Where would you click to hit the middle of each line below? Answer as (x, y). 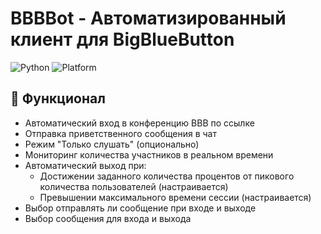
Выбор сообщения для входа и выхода (108, 218)
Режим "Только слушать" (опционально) (112, 144)
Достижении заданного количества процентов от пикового (167, 176)
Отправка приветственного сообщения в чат (120, 133)
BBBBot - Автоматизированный (148, 18)
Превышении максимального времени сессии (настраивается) (175, 197)
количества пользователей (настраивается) (134, 186)
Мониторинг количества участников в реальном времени (149, 154)
